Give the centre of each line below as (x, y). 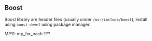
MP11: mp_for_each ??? (27, 33)
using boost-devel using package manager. (48, 24)
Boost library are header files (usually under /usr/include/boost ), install (76, 19)
